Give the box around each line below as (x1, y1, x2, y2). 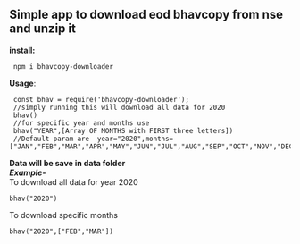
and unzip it (9, 21, 76, 37)
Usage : (9, 78, 37, 88)
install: (9, 45, 36, 55)
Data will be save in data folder (9, 157, 126, 168)
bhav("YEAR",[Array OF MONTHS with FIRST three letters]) (12, 126, 234, 135)
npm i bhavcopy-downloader (12, 62, 114, 71)
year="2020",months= (96, 134, 174, 143)
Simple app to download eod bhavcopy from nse (9, 7, 284, 22)
